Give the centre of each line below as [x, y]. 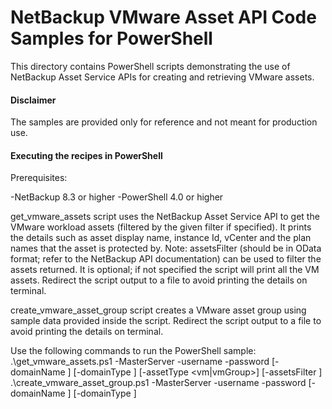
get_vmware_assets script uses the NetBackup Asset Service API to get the [165, 217]
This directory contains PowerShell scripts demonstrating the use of [150, 66]
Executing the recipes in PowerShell [86, 155]
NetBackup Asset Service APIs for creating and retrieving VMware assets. [162, 77]
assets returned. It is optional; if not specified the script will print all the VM [165, 270]
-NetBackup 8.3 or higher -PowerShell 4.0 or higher [117, 197]
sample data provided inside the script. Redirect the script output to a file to [166, 321]
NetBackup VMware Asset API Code [163, 17]
